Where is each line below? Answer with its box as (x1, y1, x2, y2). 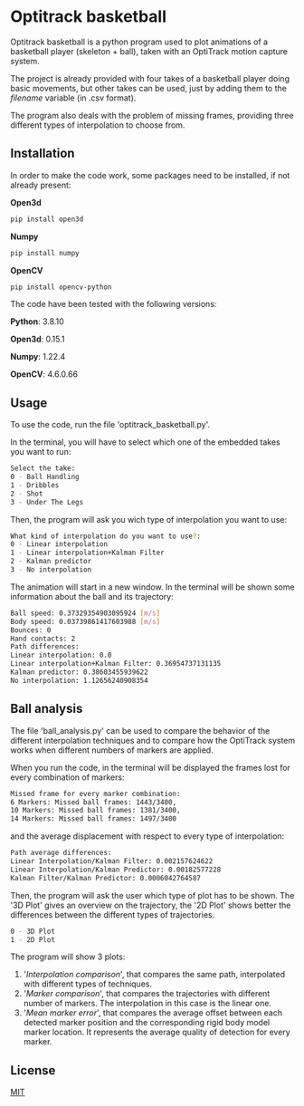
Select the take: (10, 464, 76, 473)
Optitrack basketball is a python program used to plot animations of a (10, 36, 269, 47)
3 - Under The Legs (10, 497, 84, 506)
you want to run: (10, 447, 71, 457)
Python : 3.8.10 (10, 316, 64, 327)
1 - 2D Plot (10, 935, 55, 944)
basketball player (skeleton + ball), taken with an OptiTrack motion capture (10, 45, 289, 56)
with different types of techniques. (23, 978, 153, 989)
